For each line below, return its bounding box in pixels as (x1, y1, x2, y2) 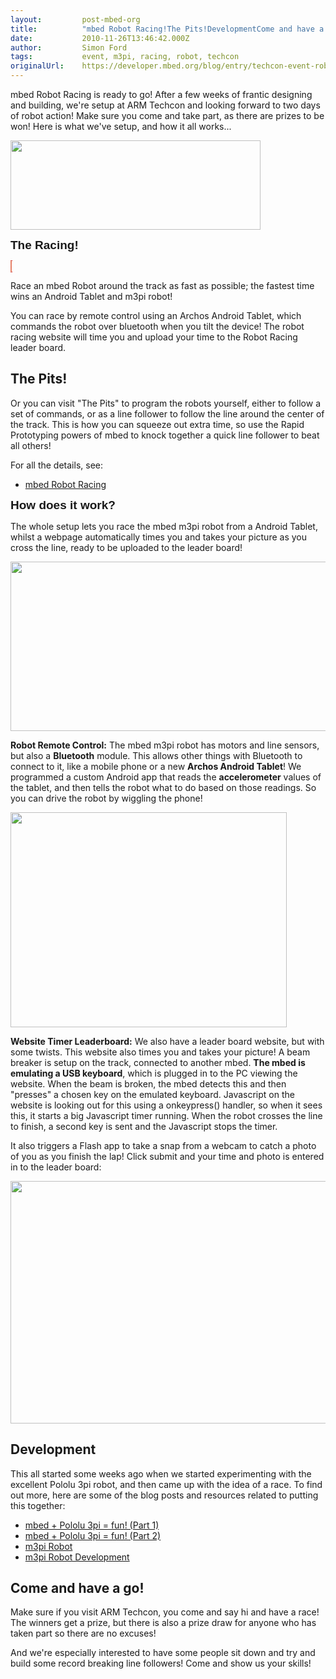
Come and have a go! (10, 1580, 145, 1597)
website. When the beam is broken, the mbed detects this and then (10, 1077, 287, 1090)
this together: (10, 1499, 66, 1511)
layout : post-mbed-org (10, 14, 141, 25)
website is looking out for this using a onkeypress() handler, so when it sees (10, 1099, 323, 1111)
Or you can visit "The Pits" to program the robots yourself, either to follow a (10, 397, 322, 409)
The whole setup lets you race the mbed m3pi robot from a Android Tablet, (10, 520, 318, 532)
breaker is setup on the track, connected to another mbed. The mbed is (10, 1056, 306, 1068)
